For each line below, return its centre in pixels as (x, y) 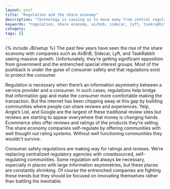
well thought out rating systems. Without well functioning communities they (84, 133)
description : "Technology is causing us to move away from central (78, 19)
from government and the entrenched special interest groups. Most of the (82, 64)
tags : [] (14, 34)
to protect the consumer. (31, 75)
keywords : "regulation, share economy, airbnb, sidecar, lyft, (73, 24)
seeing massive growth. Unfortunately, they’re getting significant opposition (84, 59)
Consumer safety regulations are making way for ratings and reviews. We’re (84, 149)
